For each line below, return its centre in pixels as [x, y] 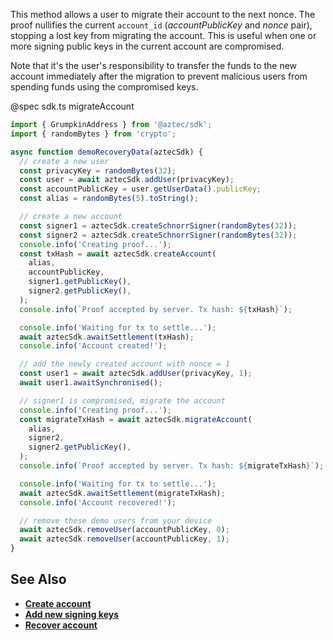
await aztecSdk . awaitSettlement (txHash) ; [107, 337]
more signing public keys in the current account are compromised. [147, 46]
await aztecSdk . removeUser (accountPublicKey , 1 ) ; [124, 539]
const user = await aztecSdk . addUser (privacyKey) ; [127, 180]
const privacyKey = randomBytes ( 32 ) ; [98, 170]
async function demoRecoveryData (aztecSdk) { [106, 152]
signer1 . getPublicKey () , [80, 282]
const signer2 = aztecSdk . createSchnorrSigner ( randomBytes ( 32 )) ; [158, 235]
